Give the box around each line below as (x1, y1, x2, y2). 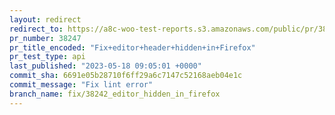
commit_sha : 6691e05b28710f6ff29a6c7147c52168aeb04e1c (9, 71, 243, 81)
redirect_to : (9, 24, 64, 34)
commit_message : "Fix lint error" (9, 80, 154, 90)
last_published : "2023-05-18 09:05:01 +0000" (9, 61, 202, 71)
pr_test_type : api (9, 52, 86, 62)
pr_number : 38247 (9, 33, 82, 43)
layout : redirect (9, 14, 82, 25)
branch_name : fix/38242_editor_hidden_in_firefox (9, 89, 221, 99)
